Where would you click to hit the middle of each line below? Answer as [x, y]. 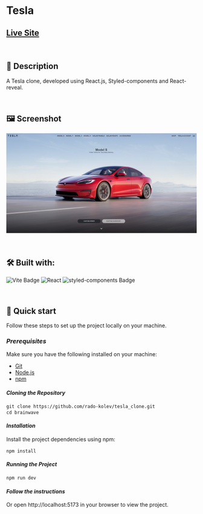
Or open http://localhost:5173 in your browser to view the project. [88, 505]
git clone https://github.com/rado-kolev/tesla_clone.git [81, 406]
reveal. [15, 87]
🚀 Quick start [31, 311]
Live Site [23, 33]
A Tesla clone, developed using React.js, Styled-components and [88, 81]
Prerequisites [26, 341]
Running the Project [32, 464]
